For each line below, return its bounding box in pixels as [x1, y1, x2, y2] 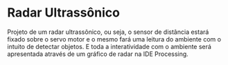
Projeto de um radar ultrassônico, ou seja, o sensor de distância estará [7, 28, 209, 36]
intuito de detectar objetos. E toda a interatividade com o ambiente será [7, 42, 211, 50]
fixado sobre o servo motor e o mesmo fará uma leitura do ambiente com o [7, 35, 222, 43]
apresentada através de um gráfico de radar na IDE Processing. [7, 50, 188, 58]
